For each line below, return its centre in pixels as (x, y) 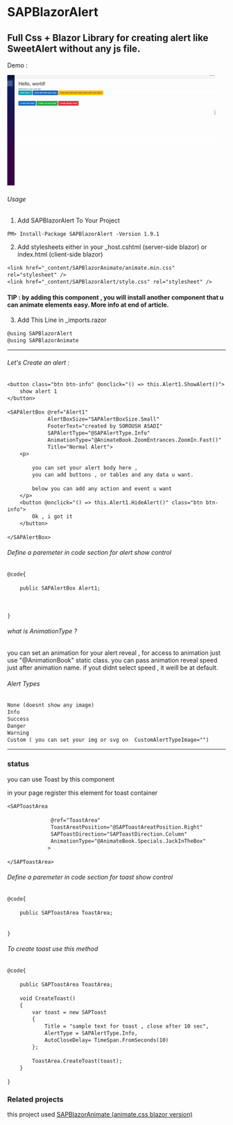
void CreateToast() (48, 998)
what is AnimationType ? (42, 631)
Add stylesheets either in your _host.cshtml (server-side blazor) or (112, 247)
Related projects (35, 1099)
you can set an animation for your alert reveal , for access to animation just (114, 653)
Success (18, 719)
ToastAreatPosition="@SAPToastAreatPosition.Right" (127, 827)
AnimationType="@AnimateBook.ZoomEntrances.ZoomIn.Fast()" (135, 440)
